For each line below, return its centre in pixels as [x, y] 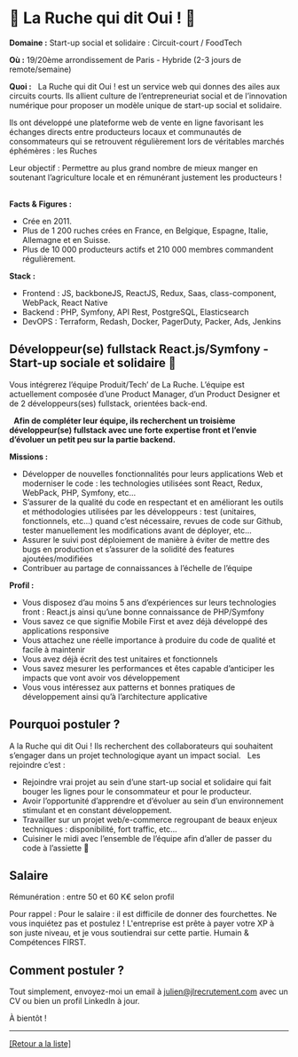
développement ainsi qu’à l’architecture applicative [115, 696]
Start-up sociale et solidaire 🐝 [93, 363]
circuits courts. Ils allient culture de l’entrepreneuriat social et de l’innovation [148, 96]
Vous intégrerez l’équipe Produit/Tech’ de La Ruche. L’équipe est [127, 384]
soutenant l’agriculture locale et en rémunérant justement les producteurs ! [145, 177]
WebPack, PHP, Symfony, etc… [79, 492]
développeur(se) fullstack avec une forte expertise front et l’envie [133, 430]
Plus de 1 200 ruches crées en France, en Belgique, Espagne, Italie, [145, 231]
